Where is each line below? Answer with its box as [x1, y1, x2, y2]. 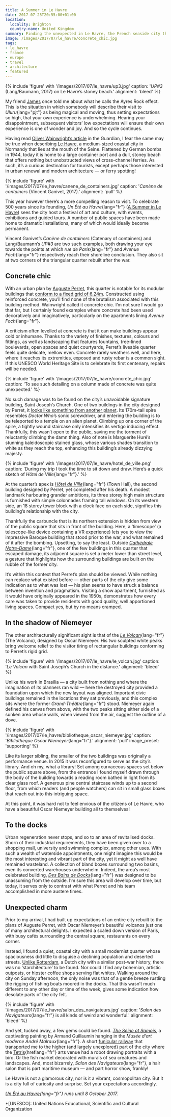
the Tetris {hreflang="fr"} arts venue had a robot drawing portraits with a [5, 1049, 157, 1055]
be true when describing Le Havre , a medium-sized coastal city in [5, 141, 144, 147]
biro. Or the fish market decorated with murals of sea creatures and [5, 1055, 147, 1061]
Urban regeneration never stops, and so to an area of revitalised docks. [5, 834, 155, 840]
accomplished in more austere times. [5, 888, 83, 895]
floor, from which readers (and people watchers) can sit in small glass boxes [5, 785, 165, 791]
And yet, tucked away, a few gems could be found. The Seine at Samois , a [5, 1028, 161, 1034]
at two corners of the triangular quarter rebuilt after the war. [5, 257, 131, 263]
